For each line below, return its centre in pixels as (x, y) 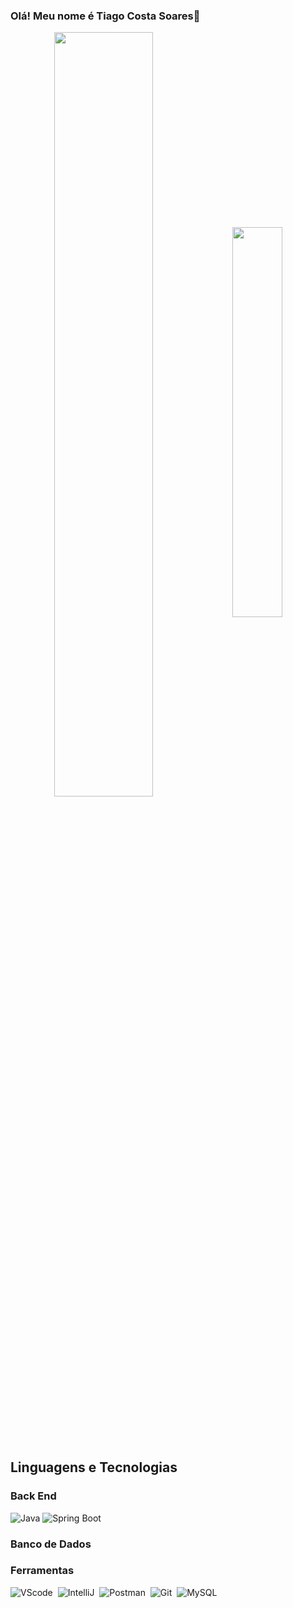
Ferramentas (42, 1571)
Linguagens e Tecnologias (94, 1467)
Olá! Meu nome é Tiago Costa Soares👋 (105, 16)
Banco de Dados (51, 1544)
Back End (33, 1496)
